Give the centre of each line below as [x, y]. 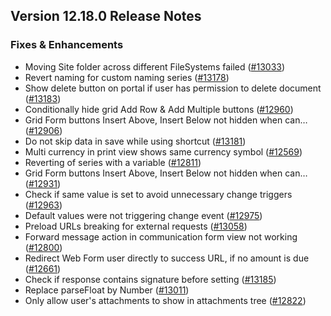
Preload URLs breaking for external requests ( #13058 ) [136, 226]
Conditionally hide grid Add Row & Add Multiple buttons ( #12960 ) [159, 109]
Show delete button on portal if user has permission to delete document [173, 88]
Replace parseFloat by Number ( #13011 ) [107, 290]
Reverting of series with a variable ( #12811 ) [113, 162]
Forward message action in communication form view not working [161, 236]
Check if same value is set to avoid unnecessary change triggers [158, 194]
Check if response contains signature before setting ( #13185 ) [150, 279]
